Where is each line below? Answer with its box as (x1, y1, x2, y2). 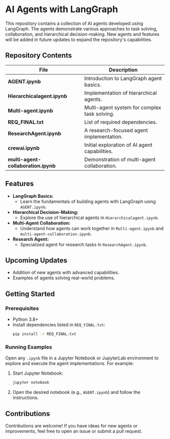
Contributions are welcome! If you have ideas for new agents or (5, 422, 138, 429)
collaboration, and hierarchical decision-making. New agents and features (5, 31, 159, 37)
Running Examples (5, 343, 52, 350)
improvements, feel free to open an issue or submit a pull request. (5, 428, 143, 434)
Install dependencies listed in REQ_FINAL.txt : (12, 322, 106, 328)
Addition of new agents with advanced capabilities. (12, 270, 119, 276)
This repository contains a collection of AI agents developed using (5, 20, 143, 26)
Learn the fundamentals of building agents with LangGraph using (20, 198, 156, 204)
